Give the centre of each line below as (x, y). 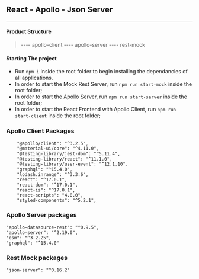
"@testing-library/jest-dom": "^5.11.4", (68, 153)
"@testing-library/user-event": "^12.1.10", (73, 164)
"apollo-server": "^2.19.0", (42, 232)
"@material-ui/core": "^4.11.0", (58, 148)
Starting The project (32, 58)
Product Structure (29, 31)
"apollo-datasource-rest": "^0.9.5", (53, 227)
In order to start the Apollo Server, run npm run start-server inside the (101, 97)
